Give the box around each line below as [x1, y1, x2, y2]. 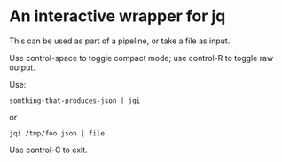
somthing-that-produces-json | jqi [9, 96, 141, 105]
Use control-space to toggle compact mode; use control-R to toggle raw [9, 52, 274, 63]
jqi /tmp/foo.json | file [9, 128, 105, 138]
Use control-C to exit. [9, 144, 88, 155]
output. [9, 62, 35, 73]
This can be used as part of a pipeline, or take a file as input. [9, 35, 231, 46]
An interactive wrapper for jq [9, 6, 226, 27]
